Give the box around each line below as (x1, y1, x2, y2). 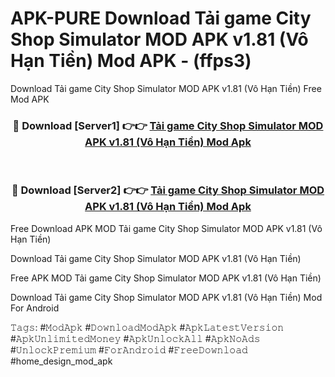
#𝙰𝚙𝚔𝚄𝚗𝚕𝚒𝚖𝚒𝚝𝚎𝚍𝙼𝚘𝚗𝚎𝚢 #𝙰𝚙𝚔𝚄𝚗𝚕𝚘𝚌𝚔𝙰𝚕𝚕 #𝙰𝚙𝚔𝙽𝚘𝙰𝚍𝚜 (10, 332, 261, 344)
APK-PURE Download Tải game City (10, 7, 312, 30)
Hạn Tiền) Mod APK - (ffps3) (10, 50, 252, 72)
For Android (10, 302, 60, 314)
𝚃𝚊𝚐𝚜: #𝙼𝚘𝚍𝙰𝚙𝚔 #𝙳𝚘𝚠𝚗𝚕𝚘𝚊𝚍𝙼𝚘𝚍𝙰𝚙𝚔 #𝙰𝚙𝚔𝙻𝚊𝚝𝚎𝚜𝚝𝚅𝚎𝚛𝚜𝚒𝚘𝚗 (10, 321, 285, 333)
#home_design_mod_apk (10, 355, 113, 367)
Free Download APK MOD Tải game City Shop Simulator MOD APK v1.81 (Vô (10, 222, 323, 234)
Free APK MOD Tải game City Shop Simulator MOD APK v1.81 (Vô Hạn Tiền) (10, 272, 322, 284)
